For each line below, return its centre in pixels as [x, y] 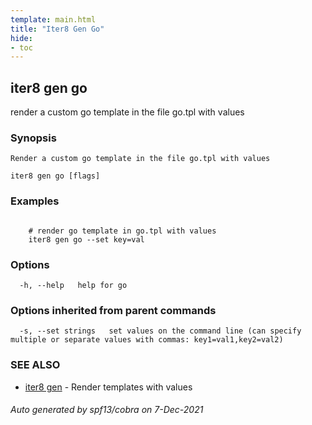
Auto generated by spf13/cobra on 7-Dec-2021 [107, 410]
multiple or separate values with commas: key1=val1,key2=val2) [147, 340]
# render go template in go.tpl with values [122, 231]
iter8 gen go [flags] [55, 176]
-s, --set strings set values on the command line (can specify [160, 331]
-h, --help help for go [73, 285]
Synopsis [33, 138]
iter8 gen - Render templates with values [108, 387]
